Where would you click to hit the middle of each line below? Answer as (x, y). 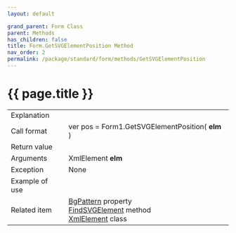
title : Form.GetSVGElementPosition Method (70, 46)
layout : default (31, 14)
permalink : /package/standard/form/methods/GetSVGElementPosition (106, 59)
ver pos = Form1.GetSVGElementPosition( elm (145, 126)
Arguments (29, 158)
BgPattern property (100, 201)
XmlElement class (98, 218)
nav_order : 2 (26, 53)
